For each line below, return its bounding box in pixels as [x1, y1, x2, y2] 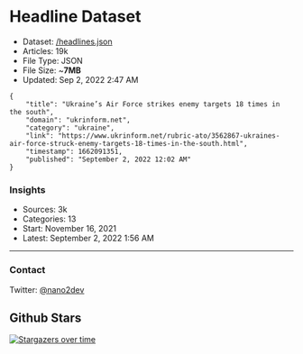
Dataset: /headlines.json [22, 36, 113, 47]
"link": [25, 131, 54, 141]
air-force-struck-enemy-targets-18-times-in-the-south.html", [9, 139, 248, 148]
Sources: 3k [22, 204, 68, 215]
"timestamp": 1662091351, [25, 147, 124, 156]
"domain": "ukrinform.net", [25, 115, 131, 124]
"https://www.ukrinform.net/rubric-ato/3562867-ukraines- [57, 131, 280, 141]
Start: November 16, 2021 [22, 223, 117, 234]
